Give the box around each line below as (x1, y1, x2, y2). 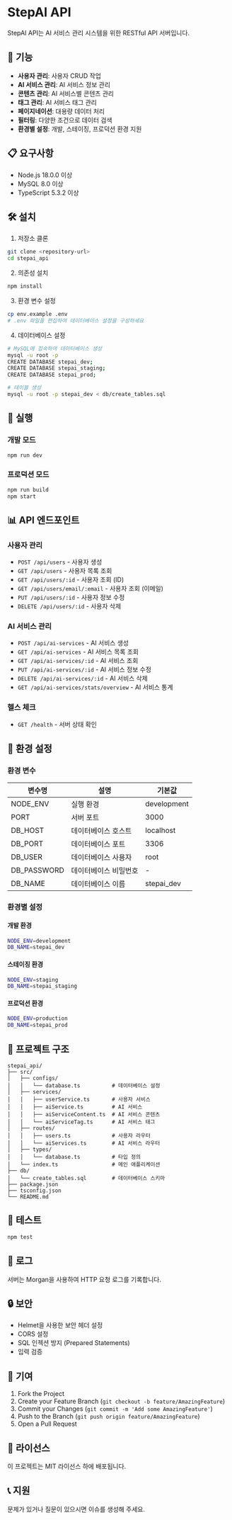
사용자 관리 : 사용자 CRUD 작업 (17, 72, 101, 80)
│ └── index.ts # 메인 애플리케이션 (7, 1161, 161, 1169)
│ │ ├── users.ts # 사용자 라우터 (7, 1133, 151, 1140)
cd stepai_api (7, 255, 50, 262)
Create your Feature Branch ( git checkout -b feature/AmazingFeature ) (17, 1397, 226, 1406)
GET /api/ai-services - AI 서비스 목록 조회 (17, 647, 139, 656)
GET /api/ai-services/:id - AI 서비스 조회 (17, 657, 139, 665)
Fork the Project (17, 1390, 65, 1398)
